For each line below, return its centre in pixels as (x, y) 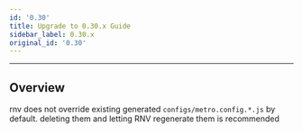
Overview (37, 88)
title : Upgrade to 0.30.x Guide (70, 26)
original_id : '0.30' (48, 43)
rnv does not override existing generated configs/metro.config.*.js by (142, 110)
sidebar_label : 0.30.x (52, 34)
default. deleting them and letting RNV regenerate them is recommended (144, 119)
